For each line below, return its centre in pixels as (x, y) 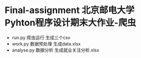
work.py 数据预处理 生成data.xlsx (46, 43)
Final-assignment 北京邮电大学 (70, 10)
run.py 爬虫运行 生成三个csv (41, 37)
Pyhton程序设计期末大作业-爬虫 (70, 23)
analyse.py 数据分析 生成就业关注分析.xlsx (55, 50)
